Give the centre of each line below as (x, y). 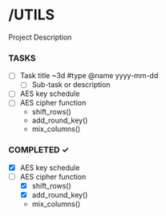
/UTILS (32, 15)
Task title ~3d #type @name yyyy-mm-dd (89, 76)
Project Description (40, 37)
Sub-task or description (71, 85)
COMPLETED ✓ (39, 150)
